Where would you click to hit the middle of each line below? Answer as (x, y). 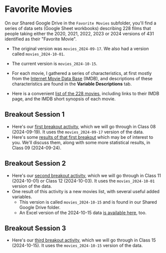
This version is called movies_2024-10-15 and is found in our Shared (88, 202)
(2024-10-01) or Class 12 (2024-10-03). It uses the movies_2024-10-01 (83, 181)
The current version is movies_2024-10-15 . (54, 63)
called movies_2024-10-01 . (38, 54)
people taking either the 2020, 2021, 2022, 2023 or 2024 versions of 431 (80, 33)
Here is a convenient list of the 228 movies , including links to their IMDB (85, 93)
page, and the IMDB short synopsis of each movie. (64, 99)
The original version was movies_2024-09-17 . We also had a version (80, 48)
